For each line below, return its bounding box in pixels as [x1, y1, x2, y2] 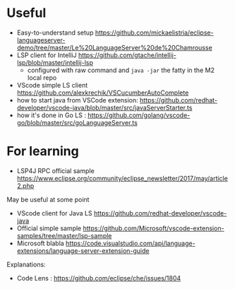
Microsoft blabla [16, 239, 64, 247]
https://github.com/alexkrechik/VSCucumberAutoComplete [16, 88, 189, 97]
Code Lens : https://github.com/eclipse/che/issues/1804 [16, 273, 181, 282]
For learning [6, 143, 79, 160]
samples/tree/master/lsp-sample [16, 231, 112, 240]
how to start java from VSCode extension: [16, 95, 138, 104]
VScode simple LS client [16, 81, 88, 89]
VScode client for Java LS [16, 208, 92, 217]
